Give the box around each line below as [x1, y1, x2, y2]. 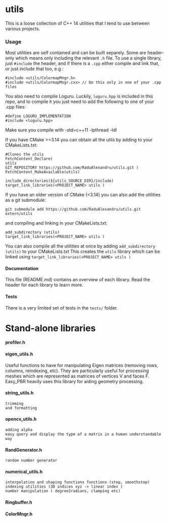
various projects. [5, 25, 40, 31]
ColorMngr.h [5, 511, 33, 517]
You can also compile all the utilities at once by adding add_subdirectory [5, 243, 155, 249]
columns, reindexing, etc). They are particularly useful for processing [5, 368, 149, 374]
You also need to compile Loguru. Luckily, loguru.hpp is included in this [5, 93, 153, 99]
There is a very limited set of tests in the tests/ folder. [5, 304, 118, 311]
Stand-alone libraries [5, 322, 96, 334]
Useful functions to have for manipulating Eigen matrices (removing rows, [5, 362, 158, 368]
